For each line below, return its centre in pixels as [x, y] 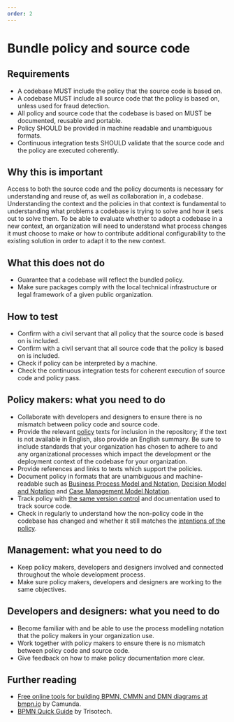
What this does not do [56, 263]
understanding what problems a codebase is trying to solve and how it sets [115, 211]
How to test [32, 316]
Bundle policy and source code [99, 48]
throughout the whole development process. [81, 575]
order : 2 [20, 14]
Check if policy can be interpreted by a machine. [87, 363]
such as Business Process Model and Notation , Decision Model [136, 484]
